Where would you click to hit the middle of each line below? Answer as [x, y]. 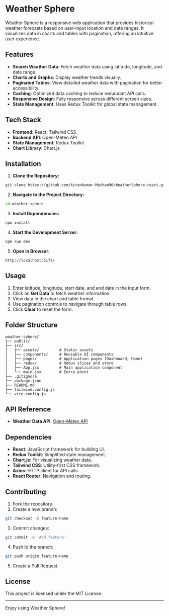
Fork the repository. [33, 504]
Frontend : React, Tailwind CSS [44, 132]
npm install [18, 223]
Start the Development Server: [45, 232]
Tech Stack [23, 120]
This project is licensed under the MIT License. [54, 593]
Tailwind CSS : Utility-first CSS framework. [56, 465]
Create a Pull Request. [35, 566]
